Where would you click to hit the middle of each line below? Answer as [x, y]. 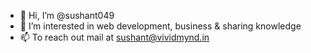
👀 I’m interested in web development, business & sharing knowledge [160, 26]
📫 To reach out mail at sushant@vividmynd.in [114, 37]
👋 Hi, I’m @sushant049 [67, 15]
